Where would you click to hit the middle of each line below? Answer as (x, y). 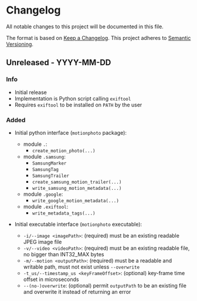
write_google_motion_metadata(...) (75, 200)
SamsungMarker (49, 163)
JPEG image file (43, 242)
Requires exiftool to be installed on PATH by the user (78, 105)
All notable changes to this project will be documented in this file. (85, 26)
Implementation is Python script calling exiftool (73, 98)
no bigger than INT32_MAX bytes (64, 254)
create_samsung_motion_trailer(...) (77, 182)
